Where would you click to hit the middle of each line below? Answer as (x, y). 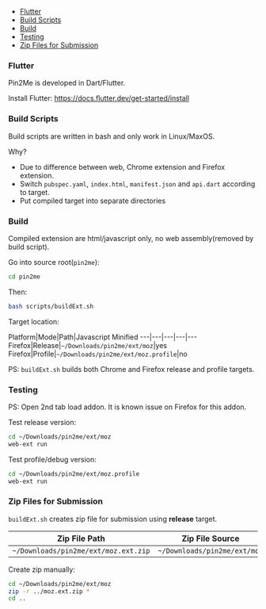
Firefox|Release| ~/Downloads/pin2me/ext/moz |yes (88, 345)
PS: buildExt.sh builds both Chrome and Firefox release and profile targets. (131, 369)
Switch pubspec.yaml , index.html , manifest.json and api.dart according (137, 184)
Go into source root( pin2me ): (54, 262)
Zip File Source (211, 538)
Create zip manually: (42, 569)
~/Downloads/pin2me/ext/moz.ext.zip (81, 551)
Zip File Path (81, 538)
